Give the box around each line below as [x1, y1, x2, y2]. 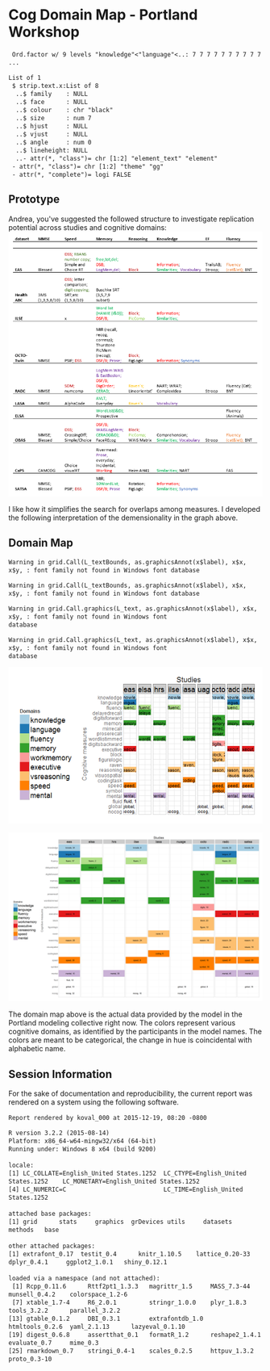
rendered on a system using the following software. [8, 1097, 180, 1107]
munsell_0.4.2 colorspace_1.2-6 [8, 1290, 128, 1299]
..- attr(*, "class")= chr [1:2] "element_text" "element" [15, 154, 218, 162]
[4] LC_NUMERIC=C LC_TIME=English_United [8, 1185, 243, 1194]
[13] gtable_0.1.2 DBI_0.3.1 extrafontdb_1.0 [8, 1314, 204, 1323]
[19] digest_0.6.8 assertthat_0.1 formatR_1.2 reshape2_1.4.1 [8, 1331, 262, 1340]
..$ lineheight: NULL [15, 146, 89, 154]
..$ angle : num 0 [15, 138, 92, 146]
